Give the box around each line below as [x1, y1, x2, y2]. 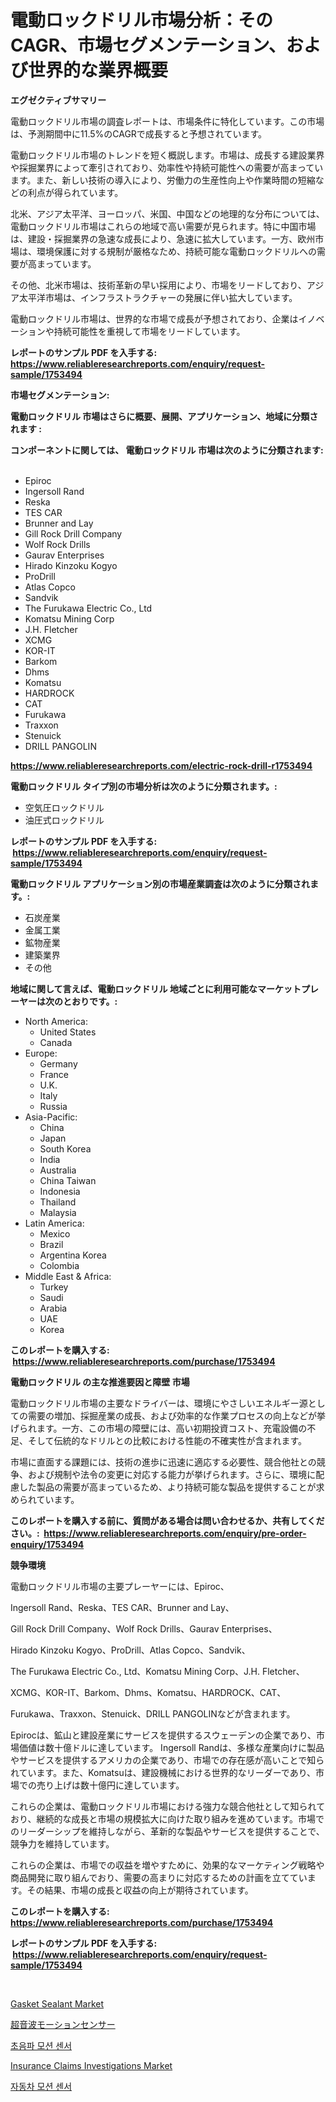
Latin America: [24, 1217, 85, 1229]
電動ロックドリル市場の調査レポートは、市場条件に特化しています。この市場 [10, 115, 325, 127]
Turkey [39, 1281, 69, 1293]
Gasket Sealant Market [10, 1997, 105, 2010]
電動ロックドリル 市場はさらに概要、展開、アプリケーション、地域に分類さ [10, 410, 319, 422]
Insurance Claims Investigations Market [10, 2059, 173, 2071]
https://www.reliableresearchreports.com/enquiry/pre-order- [43, 1527, 307, 1539]
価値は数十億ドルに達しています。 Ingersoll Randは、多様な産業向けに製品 [18, 1741, 325, 1753]
